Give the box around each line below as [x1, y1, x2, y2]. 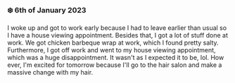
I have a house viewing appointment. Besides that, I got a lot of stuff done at [7, 31, 229, 40]
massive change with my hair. [7, 68, 94, 77]
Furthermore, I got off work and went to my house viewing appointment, [7, 46, 216, 54]
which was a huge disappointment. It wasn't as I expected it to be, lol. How [7, 54, 224, 62]
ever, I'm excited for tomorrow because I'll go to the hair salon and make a [7, 61, 222, 69]
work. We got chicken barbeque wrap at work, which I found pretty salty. [7, 38, 220, 47]
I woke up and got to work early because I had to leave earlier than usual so [7, 24, 227, 32]
